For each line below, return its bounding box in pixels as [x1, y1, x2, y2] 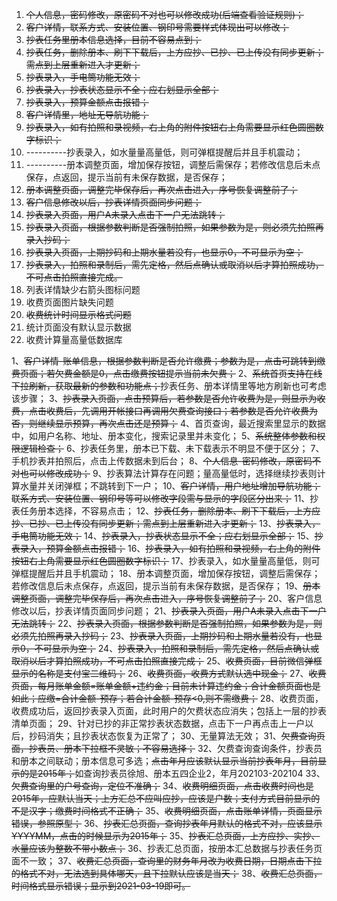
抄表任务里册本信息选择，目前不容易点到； [25, 34, 202, 45]
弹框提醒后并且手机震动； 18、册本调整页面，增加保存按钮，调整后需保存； [11, 568, 321, 579]
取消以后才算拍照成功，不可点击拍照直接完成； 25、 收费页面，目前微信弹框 [11, 655, 323, 667]
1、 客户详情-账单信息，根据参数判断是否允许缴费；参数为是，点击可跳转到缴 [11, 355, 326, 367]
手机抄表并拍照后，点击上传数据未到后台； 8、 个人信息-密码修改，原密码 [11, 455, 313, 467]
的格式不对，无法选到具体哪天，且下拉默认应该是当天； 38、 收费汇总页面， [11, 868, 323, 879]
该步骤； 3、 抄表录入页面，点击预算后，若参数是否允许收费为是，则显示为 [11, 393, 318, 404]
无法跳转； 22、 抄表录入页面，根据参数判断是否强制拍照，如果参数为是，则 [11, 618, 323, 629]
